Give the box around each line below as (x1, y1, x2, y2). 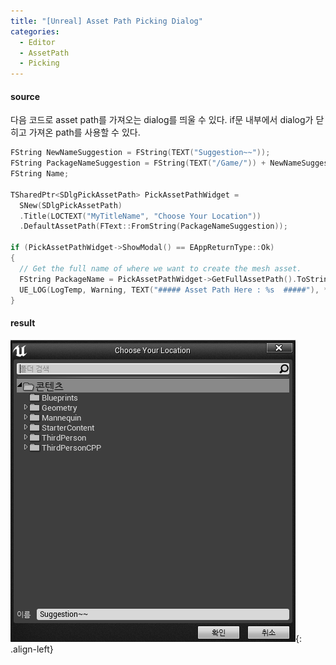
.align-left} (10, 643, 54, 655)
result (10, 317, 36, 329)
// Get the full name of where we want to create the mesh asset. (19, 263, 302, 274)
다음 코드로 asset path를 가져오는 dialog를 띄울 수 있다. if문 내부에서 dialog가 (10, 114, 314, 126)
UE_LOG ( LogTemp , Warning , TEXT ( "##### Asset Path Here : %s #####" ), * (19, 285, 329, 295)
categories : (10, 26, 60, 37)
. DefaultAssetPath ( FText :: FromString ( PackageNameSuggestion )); (19, 221, 288, 232)
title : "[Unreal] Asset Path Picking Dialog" (10, 16, 203, 26)
